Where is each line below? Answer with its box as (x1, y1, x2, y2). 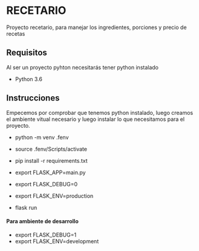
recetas (6, 30, 25, 37)
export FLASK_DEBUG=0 (15, 180, 77, 187)
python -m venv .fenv (15, 134, 69, 141)
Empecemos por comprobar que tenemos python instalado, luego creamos (6, 109, 194, 116)
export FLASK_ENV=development (15, 237, 99, 245)
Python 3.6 (15, 75, 42, 82)
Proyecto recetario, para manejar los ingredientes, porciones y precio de (6, 24, 187, 31)
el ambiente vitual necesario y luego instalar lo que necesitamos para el (6, 116, 185, 123)
